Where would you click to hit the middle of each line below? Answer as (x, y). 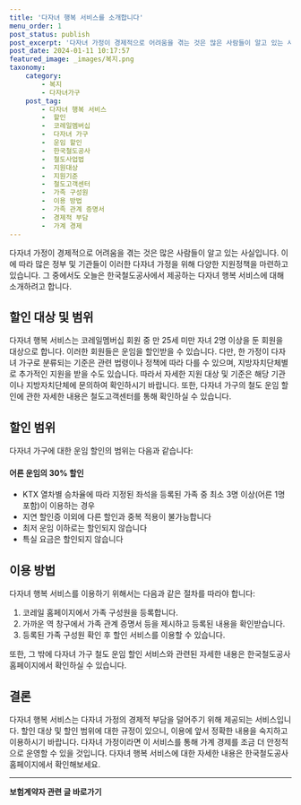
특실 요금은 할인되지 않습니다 (73, 540)
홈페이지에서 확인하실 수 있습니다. (68, 665)
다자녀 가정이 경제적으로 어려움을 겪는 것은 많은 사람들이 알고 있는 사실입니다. (144, 253)
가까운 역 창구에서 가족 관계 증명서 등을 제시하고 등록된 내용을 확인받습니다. (154, 624)
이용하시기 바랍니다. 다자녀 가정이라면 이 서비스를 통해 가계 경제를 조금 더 (137, 741)
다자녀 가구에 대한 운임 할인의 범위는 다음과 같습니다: (101, 451)
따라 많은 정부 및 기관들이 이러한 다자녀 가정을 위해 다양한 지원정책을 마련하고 (154, 264)
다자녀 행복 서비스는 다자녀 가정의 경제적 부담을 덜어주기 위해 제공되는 (131, 719)
